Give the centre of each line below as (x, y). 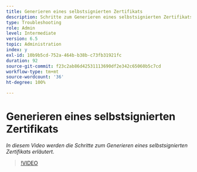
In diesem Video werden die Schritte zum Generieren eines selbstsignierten (97, 145)
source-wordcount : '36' (35, 77)
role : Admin (21, 28)
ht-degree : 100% (26, 83)
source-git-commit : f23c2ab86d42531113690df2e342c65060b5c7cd (84, 66)
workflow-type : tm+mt (33, 72)
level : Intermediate (31, 33)
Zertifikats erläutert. (30, 151)
